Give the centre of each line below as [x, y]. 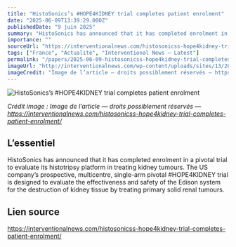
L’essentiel [31, 143]
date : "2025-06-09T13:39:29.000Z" [58, 20]
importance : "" [29, 40]
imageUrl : [22, 66]
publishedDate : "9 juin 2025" [52, 27]
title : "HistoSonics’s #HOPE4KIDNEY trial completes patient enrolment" [116, 14]
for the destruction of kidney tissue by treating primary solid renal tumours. [116, 189]
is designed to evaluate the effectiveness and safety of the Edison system [114, 182]
